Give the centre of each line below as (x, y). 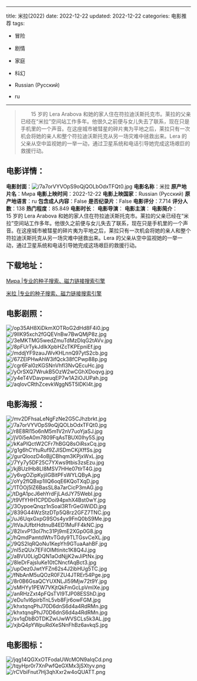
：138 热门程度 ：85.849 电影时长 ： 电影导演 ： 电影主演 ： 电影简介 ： (94, 208)
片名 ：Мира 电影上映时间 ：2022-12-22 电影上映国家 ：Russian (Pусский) (95, 193)
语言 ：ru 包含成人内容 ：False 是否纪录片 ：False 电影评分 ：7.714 (94, 201)
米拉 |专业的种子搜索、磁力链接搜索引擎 (54, 293)
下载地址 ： (26, 266)
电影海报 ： (26, 404)
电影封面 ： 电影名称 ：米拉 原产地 (96, 186)
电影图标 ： (26, 645)
